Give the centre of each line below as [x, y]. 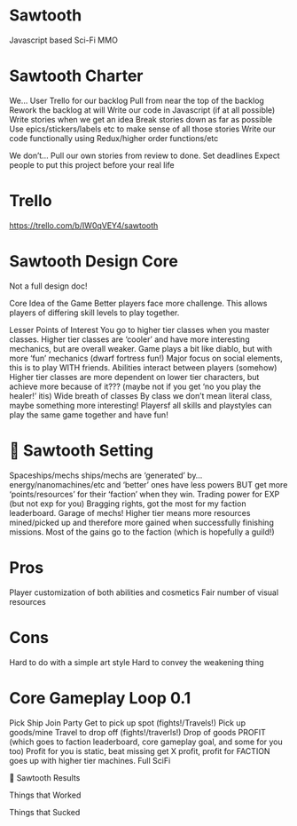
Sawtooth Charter [76, 76]
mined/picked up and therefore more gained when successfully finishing [142, 522]
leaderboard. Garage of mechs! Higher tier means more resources [130, 512]
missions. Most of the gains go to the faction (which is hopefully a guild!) [142, 532]
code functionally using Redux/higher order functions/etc [114, 138]
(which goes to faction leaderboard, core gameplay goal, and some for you [146, 742]
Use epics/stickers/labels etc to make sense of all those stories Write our [142, 129]
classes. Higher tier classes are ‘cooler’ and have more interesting [129, 339]
